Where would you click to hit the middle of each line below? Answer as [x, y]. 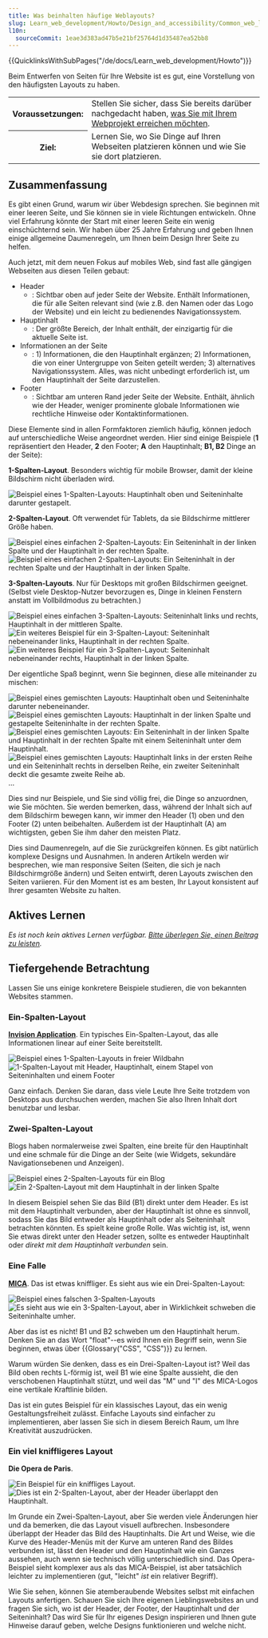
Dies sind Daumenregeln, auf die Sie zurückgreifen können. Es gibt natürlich [134, 848]
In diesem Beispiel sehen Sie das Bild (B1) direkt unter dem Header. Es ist [128, 1203]
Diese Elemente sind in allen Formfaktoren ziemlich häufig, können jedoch [130, 430]
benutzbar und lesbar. [45, 1107]
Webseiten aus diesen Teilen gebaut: [69, 271]
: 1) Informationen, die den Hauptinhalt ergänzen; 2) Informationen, [141, 354]
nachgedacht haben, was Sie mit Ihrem [164, 114]
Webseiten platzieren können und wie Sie [169, 146]
